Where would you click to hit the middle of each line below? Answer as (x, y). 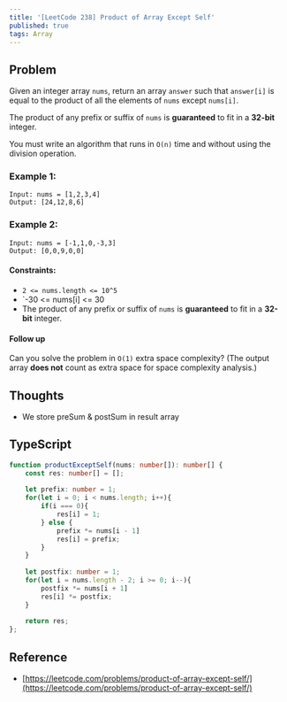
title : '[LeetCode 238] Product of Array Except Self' (112, 17)
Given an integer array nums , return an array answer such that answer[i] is (142, 91)
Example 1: (33, 176)
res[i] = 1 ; (78, 514)
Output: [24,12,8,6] (47, 203)
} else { (57, 522)
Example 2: (34, 225)
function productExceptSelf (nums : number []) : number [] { (116, 465)
